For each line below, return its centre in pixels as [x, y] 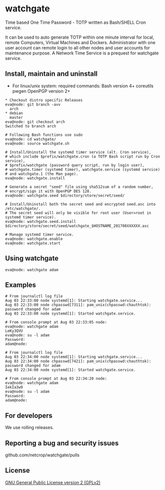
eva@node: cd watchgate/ [31, 139]
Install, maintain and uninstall [51, 74]
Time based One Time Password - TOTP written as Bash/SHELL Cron [76, 22]
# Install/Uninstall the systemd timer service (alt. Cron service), [78, 152]
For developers [29, 415]
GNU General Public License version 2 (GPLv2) [53, 482]
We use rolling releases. [30, 428]
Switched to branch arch [31, 126]
